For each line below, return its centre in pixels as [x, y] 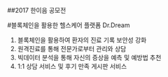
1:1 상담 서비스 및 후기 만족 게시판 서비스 [72, 66]
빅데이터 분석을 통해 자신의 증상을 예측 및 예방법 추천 [89, 57]
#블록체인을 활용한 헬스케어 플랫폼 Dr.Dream [69, 25]
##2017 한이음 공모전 [37, 10]
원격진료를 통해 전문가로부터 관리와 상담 [72, 49]
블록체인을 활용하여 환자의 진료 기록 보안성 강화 [82, 40]
